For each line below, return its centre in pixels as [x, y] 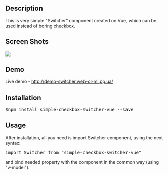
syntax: [13, 143]
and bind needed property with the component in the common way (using [82, 162]
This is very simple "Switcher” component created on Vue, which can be [81, 20]
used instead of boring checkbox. [40, 26]
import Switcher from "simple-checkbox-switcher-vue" [73, 153]
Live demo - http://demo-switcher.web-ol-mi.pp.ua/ [59, 82]
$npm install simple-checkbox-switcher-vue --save [69, 110]
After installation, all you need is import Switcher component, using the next [84, 138]
